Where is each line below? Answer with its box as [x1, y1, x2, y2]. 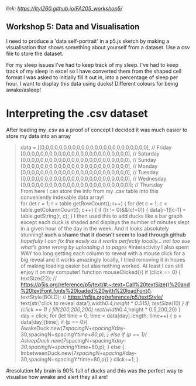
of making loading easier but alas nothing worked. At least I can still [20, 262, 184, 269]
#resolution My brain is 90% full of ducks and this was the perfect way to [6, 367, 183, 374]
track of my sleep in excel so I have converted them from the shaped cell [6, 67, 182, 75]
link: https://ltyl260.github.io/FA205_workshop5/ [6, 5, 123, 12]
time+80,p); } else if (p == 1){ [77, 331, 147, 338]
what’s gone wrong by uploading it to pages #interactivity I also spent [20, 243, 189, 250]
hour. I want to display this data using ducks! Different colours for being [6, 80, 178, 87]
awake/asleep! [6, 86, 42, 93]
